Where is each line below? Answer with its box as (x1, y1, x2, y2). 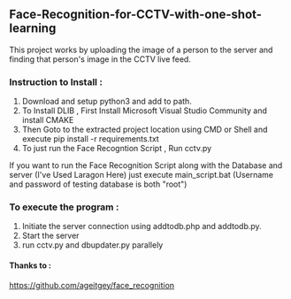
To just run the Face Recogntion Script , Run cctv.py (21, 143, 212, 154)
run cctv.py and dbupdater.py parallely (21, 240, 164, 250)
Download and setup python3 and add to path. (21, 96, 192, 107)
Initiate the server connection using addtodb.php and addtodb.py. (21, 221, 263, 232)
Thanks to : (9, 260, 51, 271)
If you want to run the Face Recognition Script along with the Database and (9, 160, 283, 171)
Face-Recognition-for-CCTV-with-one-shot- (9, 7, 263, 22)
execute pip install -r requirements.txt (21, 134, 159, 144)
